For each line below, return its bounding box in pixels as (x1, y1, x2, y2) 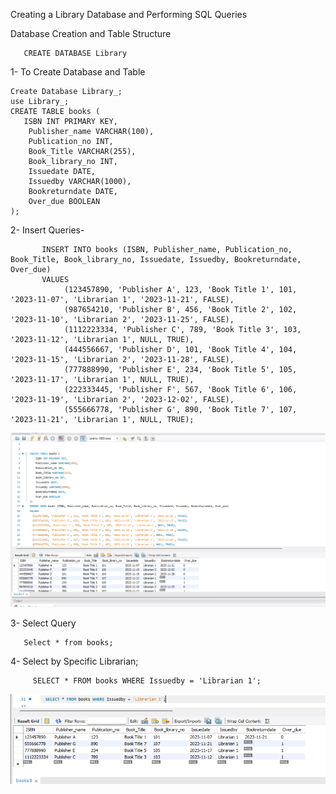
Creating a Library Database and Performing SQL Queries (10, 9, 248, 20)
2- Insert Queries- (10, 224, 85, 236)
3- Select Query (10, 617, 77, 629)
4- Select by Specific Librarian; (10, 655, 139, 668)
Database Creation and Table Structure (10, 28, 172, 39)
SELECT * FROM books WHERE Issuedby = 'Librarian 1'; (32, 676, 262, 686)
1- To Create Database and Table (10, 66, 146, 78)
